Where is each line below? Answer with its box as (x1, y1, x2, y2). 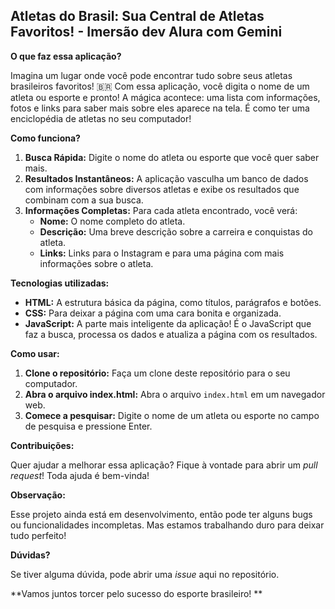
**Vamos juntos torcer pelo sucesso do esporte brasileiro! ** (10, 587, 263, 599)
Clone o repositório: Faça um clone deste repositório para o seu (24, 367, 291, 379)
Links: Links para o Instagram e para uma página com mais (39, 247, 285, 259)
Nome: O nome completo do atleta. (39, 215, 186, 227)
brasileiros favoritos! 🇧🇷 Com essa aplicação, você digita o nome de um (10, 80, 310, 92)
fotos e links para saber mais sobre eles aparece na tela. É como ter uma (10, 102, 310, 114)
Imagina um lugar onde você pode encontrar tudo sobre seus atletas (10, 69, 293, 81)
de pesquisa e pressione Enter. (24, 420, 153, 432)
